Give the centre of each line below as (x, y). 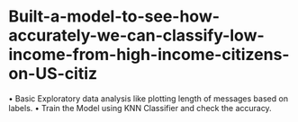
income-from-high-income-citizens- (149, 55)
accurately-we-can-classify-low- (136, 35)
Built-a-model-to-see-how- (114, 17)
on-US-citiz (53, 74)
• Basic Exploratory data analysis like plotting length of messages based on (149, 98)
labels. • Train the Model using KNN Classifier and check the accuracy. (140, 108)
